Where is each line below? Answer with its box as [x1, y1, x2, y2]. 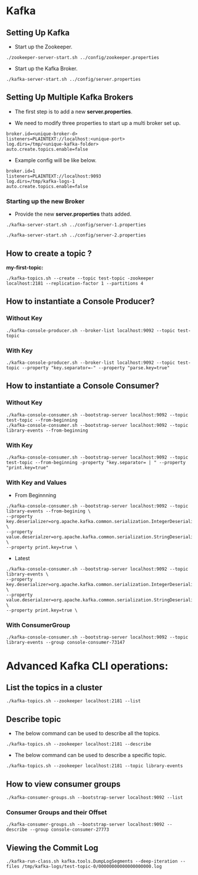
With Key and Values [6, 478, 67, 486]
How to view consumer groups [6, 779, 121, 789]
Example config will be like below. [14, 156, 97, 163]
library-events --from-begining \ [6, 508, 91, 514]
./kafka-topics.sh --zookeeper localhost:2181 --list [6, 698, 141, 704]
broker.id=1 [6, 168, 35, 174]
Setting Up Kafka [6, 28, 70, 38]
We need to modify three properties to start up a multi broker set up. [14, 119, 181, 126]
